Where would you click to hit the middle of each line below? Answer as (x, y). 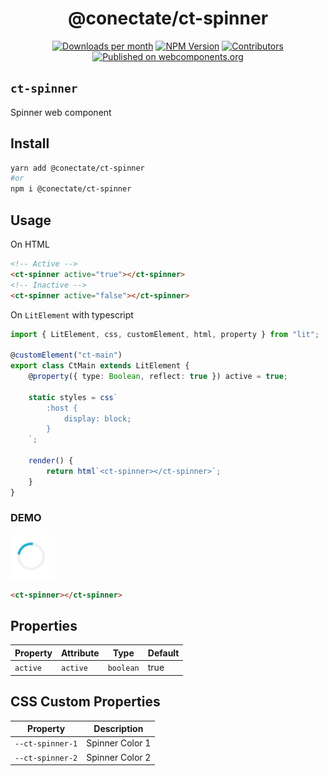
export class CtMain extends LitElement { (100, 366)
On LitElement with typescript (72, 314)
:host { (62, 408)
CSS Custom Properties (85, 702)
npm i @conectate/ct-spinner (71, 189)
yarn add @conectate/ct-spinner (77, 168)
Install (30, 143)
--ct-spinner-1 (46, 744)
